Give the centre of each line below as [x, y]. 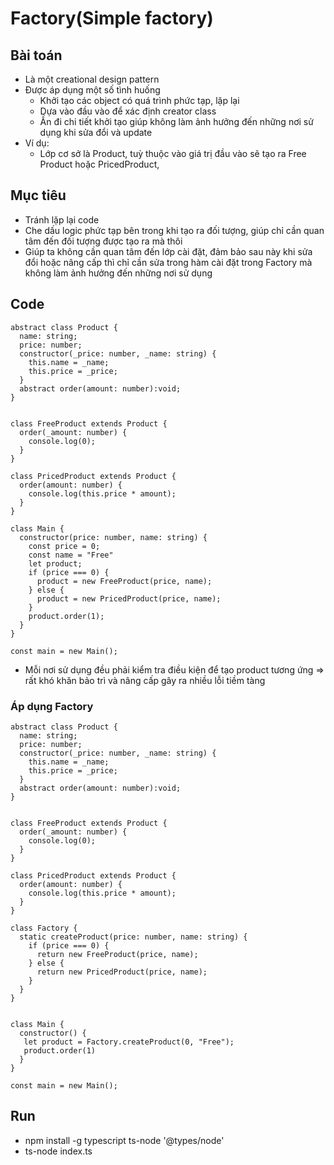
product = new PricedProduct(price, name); [129, 598]
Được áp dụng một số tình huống [92, 90]
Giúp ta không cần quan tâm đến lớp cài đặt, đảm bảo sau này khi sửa [168, 251]
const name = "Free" [71, 555]
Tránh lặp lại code [62, 219]
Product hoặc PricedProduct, [99, 164]
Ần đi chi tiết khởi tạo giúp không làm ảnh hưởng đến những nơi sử [176, 121]
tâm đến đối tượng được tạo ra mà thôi [103, 241]
